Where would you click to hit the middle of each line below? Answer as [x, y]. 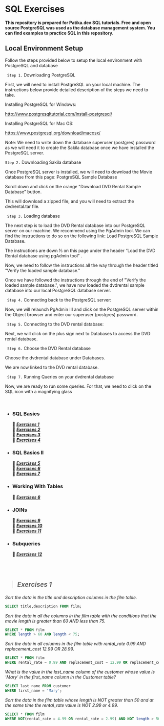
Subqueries [26, 544]
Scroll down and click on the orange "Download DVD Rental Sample [73, 186]
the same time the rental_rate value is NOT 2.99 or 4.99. [62, 705]
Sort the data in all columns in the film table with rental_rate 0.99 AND [76, 644]
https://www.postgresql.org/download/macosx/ [53, 133]
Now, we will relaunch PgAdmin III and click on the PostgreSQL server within [82, 309]
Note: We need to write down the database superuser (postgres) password [81, 142]
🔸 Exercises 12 [27, 554]
